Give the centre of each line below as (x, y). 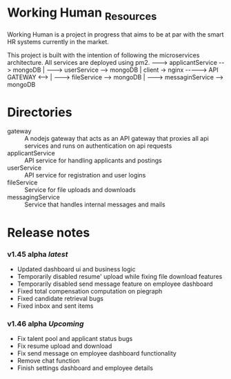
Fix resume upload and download (64, 346)
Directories (40, 112)
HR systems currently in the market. (58, 41)
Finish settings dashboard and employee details (85, 368)
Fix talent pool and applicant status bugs (75, 339)
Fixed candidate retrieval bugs (60, 298)
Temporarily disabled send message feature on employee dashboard (115, 284)
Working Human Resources (82, 14)
